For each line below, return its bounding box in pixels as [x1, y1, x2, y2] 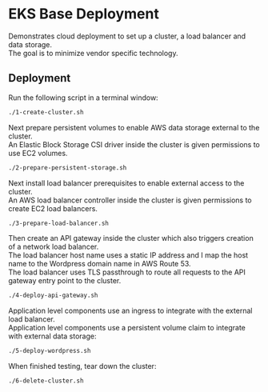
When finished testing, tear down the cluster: [8, 362, 157, 371]
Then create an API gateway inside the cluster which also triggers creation [8, 234, 254, 243]
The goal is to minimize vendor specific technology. [8, 48, 178, 58]
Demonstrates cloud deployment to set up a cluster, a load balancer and [8, 31, 246, 41]
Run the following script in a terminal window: [8, 93, 158, 102]
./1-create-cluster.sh [8, 108, 84, 116]
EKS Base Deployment [8, 5, 160, 23]
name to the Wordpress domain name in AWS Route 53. [8, 259, 191, 269]
